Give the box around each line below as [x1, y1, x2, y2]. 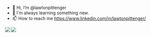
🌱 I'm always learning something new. [12, 10, 90, 16]
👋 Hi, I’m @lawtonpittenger [12, 5, 66, 10]
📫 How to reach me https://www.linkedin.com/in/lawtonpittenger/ [12, 15, 146, 21]
